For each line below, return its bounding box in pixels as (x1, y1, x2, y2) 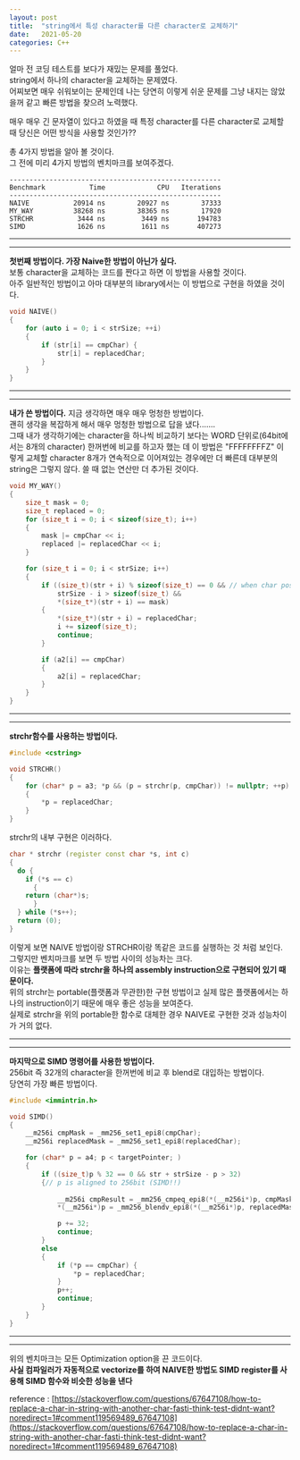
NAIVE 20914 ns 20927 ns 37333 (9, 198, 221, 208)
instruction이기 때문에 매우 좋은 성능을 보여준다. (25, 998, 194, 1008)
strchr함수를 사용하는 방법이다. (9, 730, 118, 741)
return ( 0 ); (17, 916, 62, 925)
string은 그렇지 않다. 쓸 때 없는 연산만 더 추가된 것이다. (9, 464, 199, 475)
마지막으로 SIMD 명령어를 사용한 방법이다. (9, 1056, 155, 1067)
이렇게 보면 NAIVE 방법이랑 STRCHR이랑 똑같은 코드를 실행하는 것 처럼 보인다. (9, 941, 283, 952)
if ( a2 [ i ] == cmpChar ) (41, 654, 126, 664)
